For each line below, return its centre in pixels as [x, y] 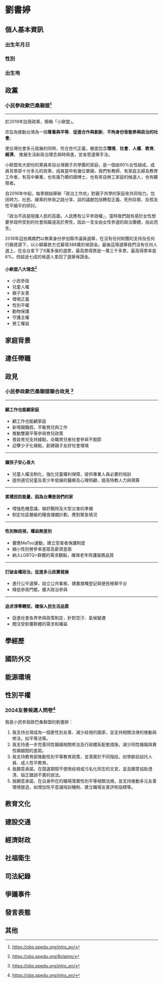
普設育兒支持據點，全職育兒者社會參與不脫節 [57, 439]
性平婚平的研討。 [22, 206]
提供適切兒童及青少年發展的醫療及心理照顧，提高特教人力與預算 [76, 480]
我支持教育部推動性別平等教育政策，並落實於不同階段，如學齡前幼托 [80, 756]
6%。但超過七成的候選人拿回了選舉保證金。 [49, 257]
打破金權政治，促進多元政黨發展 [37, 572]
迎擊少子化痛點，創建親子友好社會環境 [50, 446]
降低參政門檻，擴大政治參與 [40, 589]
